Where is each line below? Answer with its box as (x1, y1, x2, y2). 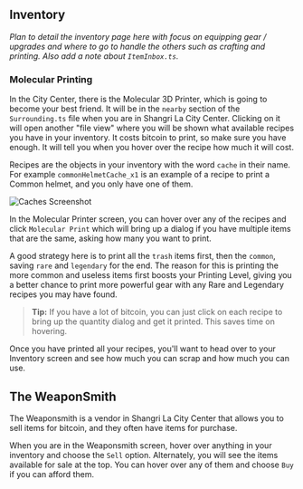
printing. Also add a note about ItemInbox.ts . (9, 50, 179, 62)
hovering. (31, 326, 68, 337)
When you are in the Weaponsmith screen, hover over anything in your (9, 439, 273, 451)
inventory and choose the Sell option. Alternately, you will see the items (9, 449, 279, 460)
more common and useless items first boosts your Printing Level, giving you (9, 270, 292, 281)
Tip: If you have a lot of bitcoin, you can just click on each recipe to (31, 307, 283, 318)
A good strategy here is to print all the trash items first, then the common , (9, 251, 276, 262)
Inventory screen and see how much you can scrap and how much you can (9, 353, 289, 364)
